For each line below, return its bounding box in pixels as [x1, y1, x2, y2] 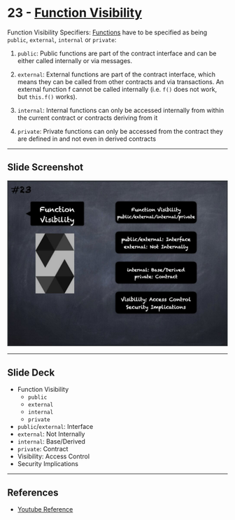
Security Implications [17, 460, 79, 468]
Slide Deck [7, 367, 55, 378]
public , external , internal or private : [7, 35, 117, 43]
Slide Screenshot [7, 161, 84, 173]
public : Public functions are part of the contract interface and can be [17, 49, 217, 57]
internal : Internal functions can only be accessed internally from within [17, 106, 225, 114]
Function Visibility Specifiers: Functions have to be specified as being [7, 28, 208, 36]
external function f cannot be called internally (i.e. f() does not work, [17, 85, 218, 93]
